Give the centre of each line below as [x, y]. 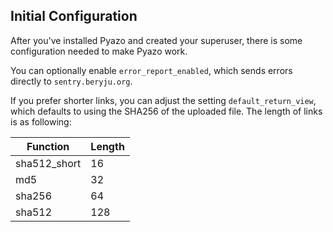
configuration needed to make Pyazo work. [99, 51]
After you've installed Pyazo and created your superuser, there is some [156, 40]
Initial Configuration [74, 16]
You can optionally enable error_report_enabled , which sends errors [151, 70]
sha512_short [48, 163]
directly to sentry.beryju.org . [71, 81]
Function [48, 146]
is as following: [41, 121]
